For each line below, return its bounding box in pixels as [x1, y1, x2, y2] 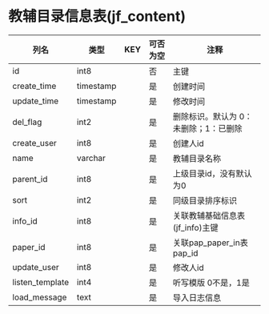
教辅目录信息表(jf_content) [8, 7, 187, 26]
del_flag [12, 116, 42, 127]
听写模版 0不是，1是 [172, 277, 250, 288]
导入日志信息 [172, 292, 222, 303]
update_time [12, 95, 59, 107]
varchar [76, 152, 106, 163]
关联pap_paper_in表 [172, 237, 248, 248]
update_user [12, 261, 59, 272]
